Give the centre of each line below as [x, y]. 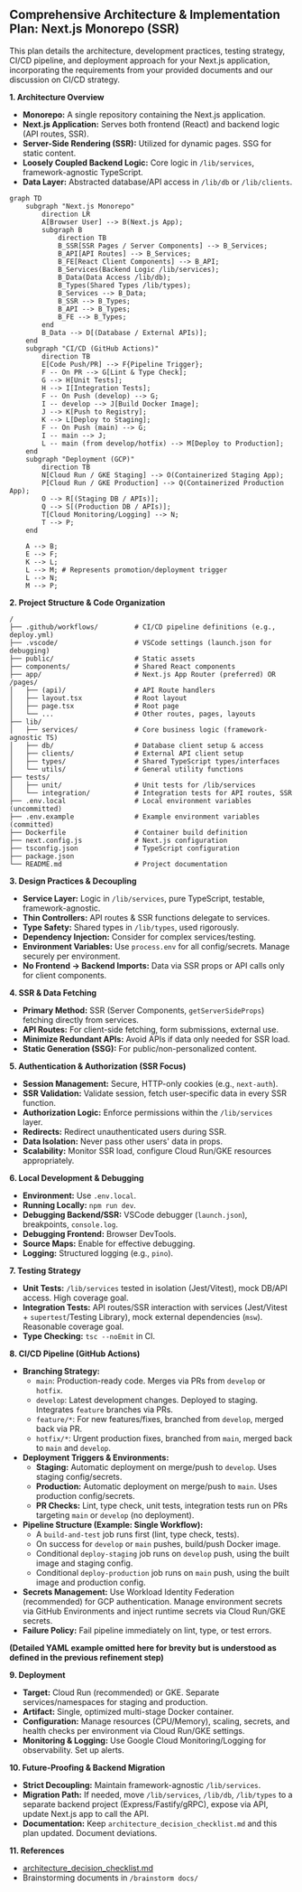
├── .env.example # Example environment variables [134, 817]
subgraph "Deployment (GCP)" [80, 459]
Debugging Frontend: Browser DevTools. [99, 1233]
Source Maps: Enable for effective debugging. [109, 1243]
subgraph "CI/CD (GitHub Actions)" [92, 348]
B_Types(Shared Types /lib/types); [124, 285]
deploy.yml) [32, 635]
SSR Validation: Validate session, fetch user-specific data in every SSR [154, 1093]
